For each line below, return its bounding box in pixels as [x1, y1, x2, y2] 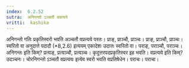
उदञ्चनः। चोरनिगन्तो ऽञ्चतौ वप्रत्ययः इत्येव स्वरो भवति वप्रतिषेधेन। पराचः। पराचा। [6, 56, 159, 63]
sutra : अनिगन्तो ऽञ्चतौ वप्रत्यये [6, 14, 68, 20]
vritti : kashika [6, 20, 49, 25]
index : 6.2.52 [6, 8, 44, 15]
